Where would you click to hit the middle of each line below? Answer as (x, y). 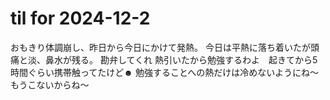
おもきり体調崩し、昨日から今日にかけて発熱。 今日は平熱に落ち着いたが (160, 47)
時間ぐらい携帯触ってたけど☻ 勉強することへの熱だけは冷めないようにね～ (164, 72)
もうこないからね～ (50, 84)
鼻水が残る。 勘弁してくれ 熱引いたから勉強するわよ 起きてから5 (181, 59)
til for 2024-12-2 (80, 18)
